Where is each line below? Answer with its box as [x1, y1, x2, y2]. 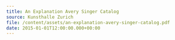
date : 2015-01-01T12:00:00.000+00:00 [6, 25, 101, 31]
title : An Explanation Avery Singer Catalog [6, 8, 119, 15]
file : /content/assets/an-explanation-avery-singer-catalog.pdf [6, 19, 170, 25]
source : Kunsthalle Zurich [6, 14, 74, 20]
